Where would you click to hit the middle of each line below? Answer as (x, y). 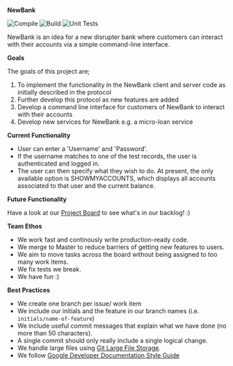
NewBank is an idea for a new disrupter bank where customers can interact (115, 37)
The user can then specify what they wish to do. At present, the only (115, 171)
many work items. (43, 262)
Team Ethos (25, 226)
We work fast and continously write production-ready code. (103, 240)
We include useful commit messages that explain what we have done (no (122, 326)
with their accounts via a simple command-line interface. (89, 44)
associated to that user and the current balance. (86, 186)
